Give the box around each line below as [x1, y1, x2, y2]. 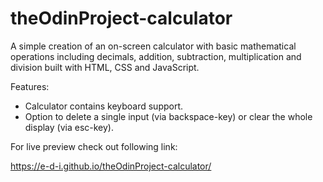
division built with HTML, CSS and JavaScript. [10, 61, 200, 73]
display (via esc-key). [24, 121, 114, 133]
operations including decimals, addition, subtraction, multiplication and [10, 50, 302, 62]
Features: [10, 80, 50, 92]
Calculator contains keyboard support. [24, 100, 184, 112]
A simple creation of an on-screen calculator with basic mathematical [10, 40, 297, 52]
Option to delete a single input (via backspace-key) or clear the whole [24, 110, 313, 122]
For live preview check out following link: [10, 140, 178, 152]
